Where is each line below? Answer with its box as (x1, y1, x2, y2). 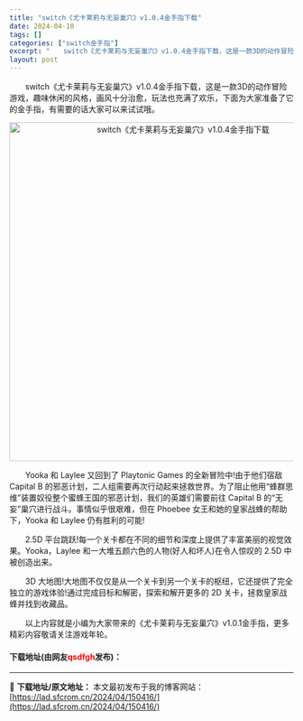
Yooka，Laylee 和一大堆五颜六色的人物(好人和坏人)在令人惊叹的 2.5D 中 (24, 546, 292, 556)
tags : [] (9, 30, 42, 39)
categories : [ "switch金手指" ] (9, 38, 119, 48)
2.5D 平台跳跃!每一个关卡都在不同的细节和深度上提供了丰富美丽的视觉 (24, 534, 284, 545)
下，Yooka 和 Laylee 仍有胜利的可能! (9, 515, 145, 525)
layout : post (9, 55, 59, 64)
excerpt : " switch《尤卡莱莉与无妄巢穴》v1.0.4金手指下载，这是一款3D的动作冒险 (9, 47, 295, 56)
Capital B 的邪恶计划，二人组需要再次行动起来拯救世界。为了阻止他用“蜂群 (9, 481, 286, 492)
